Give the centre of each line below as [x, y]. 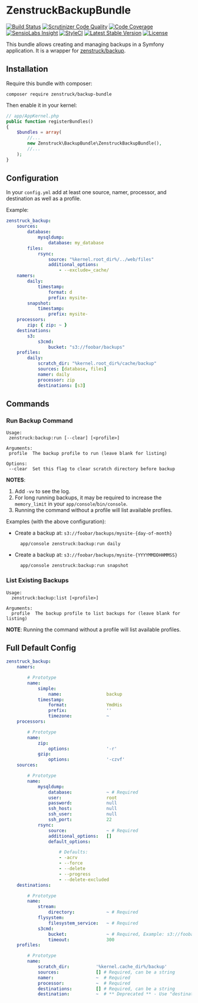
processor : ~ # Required [84, 983]
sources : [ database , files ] [72, 369]
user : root [82, 798]
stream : [47, 907]
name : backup [85, 694]
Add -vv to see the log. [42, 491]
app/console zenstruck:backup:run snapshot [74, 566]
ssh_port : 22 [80, 820]
